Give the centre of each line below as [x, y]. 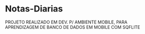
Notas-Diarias [34, 9]
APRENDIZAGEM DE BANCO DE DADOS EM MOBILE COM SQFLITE [73, 27]
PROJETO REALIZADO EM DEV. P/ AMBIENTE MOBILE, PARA [66, 22]
